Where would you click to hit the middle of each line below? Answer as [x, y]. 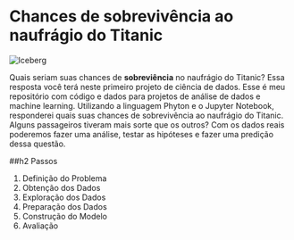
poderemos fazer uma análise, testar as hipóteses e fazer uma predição [142, 134]
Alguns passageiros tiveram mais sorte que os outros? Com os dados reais [147, 124]
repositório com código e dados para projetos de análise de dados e [135, 96]
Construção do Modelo [65, 216]
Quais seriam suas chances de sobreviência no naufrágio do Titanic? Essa [147, 77]
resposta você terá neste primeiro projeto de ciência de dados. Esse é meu [147, 87]
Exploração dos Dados [64, 197]
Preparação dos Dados [64, 206]
